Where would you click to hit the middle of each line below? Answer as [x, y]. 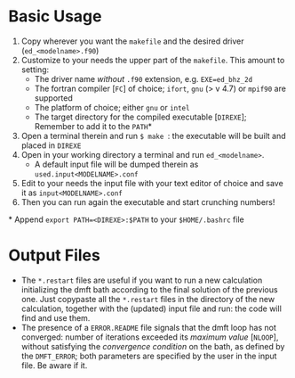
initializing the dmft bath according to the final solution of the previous [149, 289]
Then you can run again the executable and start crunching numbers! [148, 201]
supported [53, 98]
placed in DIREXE [51, 145]
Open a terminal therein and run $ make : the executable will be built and [153, 136]
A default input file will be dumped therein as [116, 164]
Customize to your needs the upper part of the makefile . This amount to [153, 60]
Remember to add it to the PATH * [93, 126]
